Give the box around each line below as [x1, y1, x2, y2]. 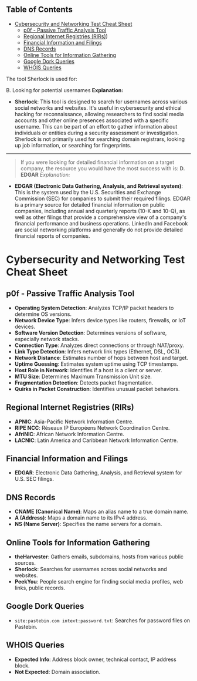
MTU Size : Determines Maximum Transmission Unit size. [14, 373, 152, 380]
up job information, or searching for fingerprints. [14, 141, 132, 149]
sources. [14, 559, 36, 567]
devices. [14, 323, 36, 330]
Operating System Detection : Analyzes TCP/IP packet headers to [14, 304, 174, 311]
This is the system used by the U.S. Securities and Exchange [14, 188, 161, 195]
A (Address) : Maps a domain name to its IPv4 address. [14, 514, 148, 521]
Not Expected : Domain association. [14, 668, 101, 675]
